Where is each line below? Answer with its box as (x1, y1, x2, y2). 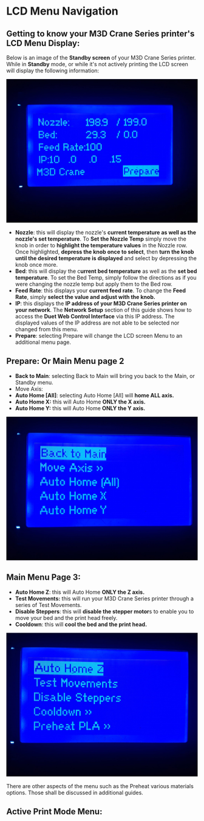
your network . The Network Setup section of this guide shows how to (15, 306, 192, 314)
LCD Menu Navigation (6, 4, 118, 18)
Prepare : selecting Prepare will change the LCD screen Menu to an (15, 332, 183, 339)
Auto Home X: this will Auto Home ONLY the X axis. (15, 398, 146, 405)
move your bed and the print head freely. (15, 614, 118, 621)
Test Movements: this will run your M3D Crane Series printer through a (15, 594, 194, 602)
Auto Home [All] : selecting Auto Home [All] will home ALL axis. (15, 391, 174, 399)
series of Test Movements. (15, 601, 82, 608)
